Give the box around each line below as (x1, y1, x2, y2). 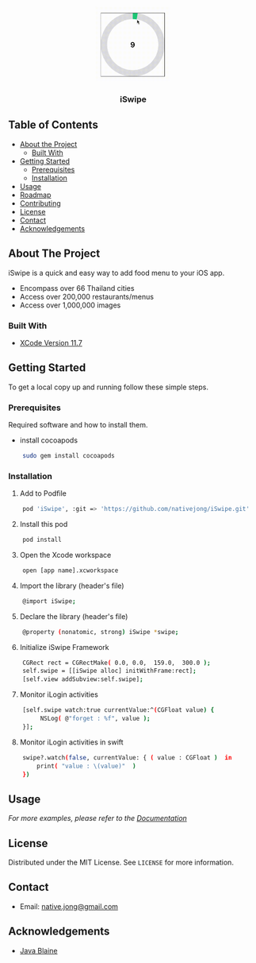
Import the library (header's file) (19, 581, 124, 590)
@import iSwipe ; (22, 597, 77, 605)
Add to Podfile (19, 489, 67, 498)
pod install (22, 536, 62, 544)
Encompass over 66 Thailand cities (19, 283, 135, 292)
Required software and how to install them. (8, 420, 148, 430)
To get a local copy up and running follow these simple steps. (8, 382, 208, 392)
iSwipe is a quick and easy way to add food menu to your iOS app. (8, 268, 225, 277)
